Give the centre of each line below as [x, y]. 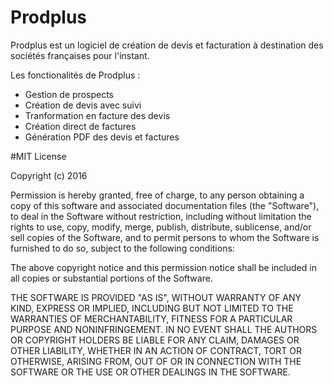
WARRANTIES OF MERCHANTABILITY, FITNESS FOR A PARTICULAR [151, 318]
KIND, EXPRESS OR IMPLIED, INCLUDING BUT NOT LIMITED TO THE [152, 308]
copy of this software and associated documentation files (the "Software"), [165, 205]
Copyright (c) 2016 [49, 175]
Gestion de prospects [69, 94]
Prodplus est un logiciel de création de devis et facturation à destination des [167, 45]
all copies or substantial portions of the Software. [111, 278]
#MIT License [38, 156]
